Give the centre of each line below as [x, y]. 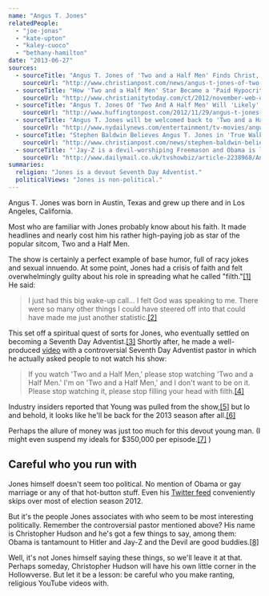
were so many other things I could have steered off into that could [137, 309]
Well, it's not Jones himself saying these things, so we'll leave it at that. [125, 557]
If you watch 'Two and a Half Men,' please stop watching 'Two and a [141, 374]
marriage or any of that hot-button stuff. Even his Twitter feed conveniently [132, 492]
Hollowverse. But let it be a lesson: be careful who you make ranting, [121, 574]
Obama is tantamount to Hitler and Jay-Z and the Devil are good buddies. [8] [134, 541]
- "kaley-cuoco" [42, 46]
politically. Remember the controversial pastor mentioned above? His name [132, 525]
